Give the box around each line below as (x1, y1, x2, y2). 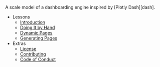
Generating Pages (20, 35, 58, 41)
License (20, 46, 37, 51)
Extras (12, 40, 26, 46)
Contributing (20, 51, 46, 57)
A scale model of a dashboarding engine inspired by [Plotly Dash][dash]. (5, 4, 155, 10)
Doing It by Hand (20, 24, 55, 30)
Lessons (12, 14, 30, 19)
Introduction (20, 19, 46, 25)
